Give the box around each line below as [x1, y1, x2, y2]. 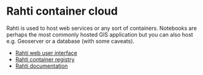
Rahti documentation [15, 62, 68, 70]
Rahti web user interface [15, 49, 78, 56]
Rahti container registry [15, 55, 75, 63]
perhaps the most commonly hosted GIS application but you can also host [6, 30, 193, 38]
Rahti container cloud [6, 4, 118, 18]
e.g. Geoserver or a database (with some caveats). [6, 37, 135, 45]
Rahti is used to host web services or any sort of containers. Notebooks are [6, 24, 197, 32]
